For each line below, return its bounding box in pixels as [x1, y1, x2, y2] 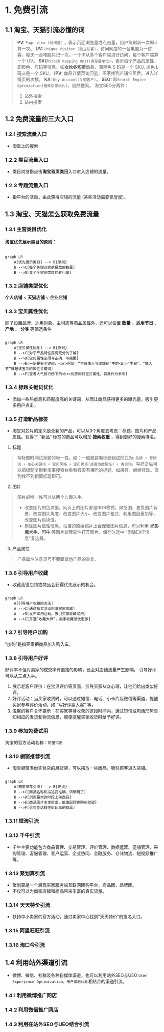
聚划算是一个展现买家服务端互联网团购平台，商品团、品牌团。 [12, 882, 137, 888]
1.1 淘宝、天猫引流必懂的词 [5, 26, 85, 34]
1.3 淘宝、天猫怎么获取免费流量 [5, 210, 99, 218]
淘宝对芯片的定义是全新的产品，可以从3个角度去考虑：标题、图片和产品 [12, 428, 157, 433]
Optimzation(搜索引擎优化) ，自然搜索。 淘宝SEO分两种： [17, 83, 129, 88]
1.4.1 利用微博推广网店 [5, 992, 57, 999]
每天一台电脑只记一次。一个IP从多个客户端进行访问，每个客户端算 [25, 52, 159, 57]
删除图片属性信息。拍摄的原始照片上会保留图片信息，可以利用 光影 [24, 523, 159, 529]
